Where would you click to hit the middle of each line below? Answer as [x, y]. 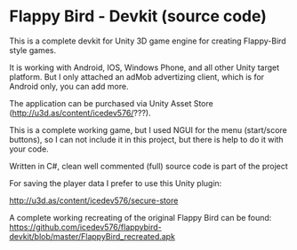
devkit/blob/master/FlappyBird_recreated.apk [92, 236]
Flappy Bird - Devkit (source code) [138, 16]
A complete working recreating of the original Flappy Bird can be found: [140, 217]
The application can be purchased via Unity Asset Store [111, 103]
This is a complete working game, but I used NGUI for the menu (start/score [148, 129]
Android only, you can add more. [69, 86]
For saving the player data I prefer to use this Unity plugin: [116, 183]
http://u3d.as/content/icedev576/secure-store [94, 200]
